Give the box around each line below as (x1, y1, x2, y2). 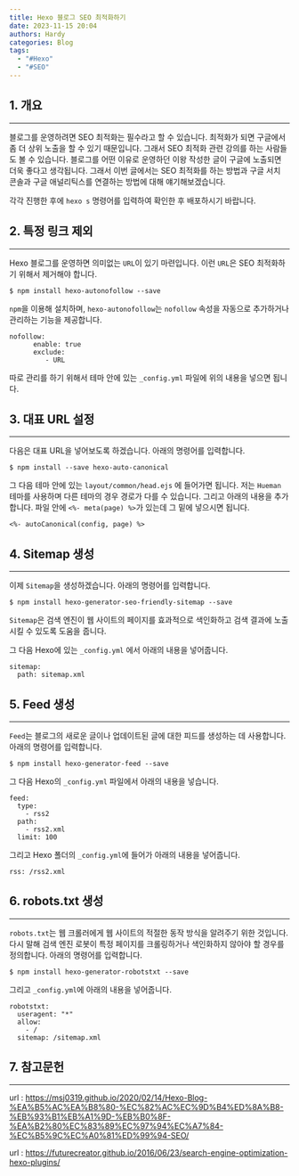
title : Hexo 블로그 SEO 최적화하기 (9, 12, 126, 22)
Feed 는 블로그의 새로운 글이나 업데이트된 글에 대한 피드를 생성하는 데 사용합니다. (9, 730, 287, 740)
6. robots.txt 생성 (9, 894, 104, 909)
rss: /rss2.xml (9, 867, 66, 876)
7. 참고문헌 (9, 1059, 65, 1074)
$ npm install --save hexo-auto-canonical (9, 463, 169, 472)
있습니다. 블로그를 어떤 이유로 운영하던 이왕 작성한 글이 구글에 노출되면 (36, 153, 282, 165)
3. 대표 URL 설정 (9, 412, 95, 427)
